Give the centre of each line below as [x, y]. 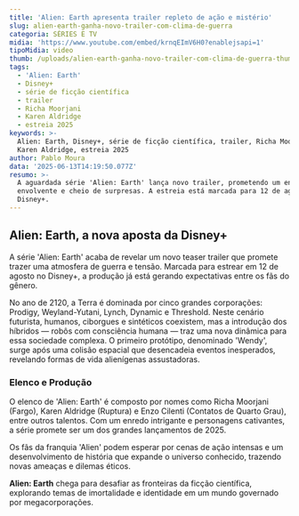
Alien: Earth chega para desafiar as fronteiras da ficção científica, [130, 483]
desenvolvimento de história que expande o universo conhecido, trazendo [145, 456]
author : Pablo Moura [48, 158]
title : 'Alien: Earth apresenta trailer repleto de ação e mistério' [141, 17]
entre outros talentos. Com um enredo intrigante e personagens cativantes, [147, 420]
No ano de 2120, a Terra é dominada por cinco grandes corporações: [136, 302]
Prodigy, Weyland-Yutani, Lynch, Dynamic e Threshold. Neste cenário [137, 311]
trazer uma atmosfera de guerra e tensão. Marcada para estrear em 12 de [144, 266]
